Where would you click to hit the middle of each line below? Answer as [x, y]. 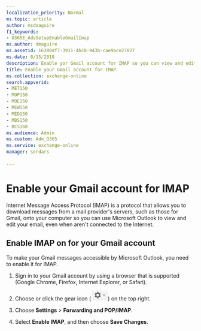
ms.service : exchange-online [42, 146]
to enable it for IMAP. [32, 264]
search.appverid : [28, 82]
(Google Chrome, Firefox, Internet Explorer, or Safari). [81, 282]
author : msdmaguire [31, 25]
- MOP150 [17, 95]
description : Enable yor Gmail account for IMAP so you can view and [95, 63]
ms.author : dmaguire [32, 44]
